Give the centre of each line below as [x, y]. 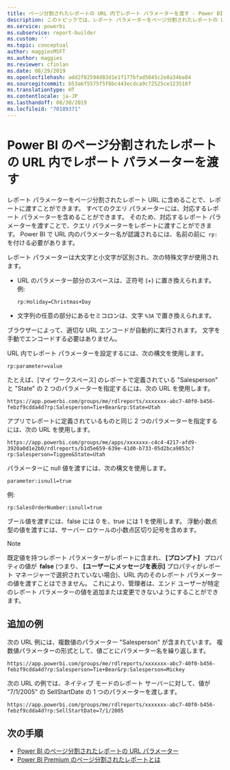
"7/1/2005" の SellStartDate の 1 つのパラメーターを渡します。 [94, 691]
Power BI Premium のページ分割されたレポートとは [89, 760]
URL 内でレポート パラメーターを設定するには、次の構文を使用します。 [107, 353]
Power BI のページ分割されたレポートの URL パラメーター [98, 751]
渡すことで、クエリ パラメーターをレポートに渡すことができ [122, 225]
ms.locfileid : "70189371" [44, 109]
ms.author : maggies [35, 58]
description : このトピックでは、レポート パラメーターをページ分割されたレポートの [113, 20]
